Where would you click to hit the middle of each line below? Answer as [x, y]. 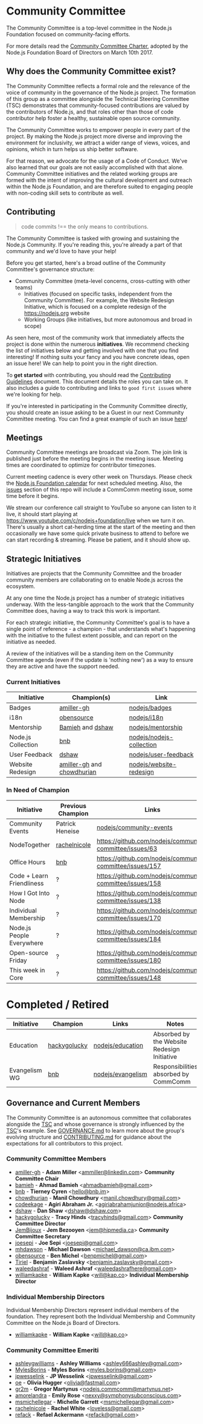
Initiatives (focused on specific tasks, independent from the [98, 294]
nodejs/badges [150, 708]
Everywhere [26, 943]
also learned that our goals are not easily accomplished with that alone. [95, 167]
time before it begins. [33, 496]
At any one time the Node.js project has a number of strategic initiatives [95, 598]
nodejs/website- [153, 765]
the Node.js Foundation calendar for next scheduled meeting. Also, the [94, 483]
